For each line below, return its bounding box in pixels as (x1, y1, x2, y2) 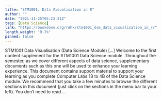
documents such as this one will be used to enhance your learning (5, 63, 138, 68)
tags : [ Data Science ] (5, 20, 49, 26)
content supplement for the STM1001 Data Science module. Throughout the (5, 52, 156, 58)
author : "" (5, 12, 27, 16)
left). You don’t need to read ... (5, 88, 66, 95)
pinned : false (5, 34, 34, 39)
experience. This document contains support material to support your (5, 68, 144, 74)
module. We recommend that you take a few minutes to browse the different (5, 78, 157, 84)
